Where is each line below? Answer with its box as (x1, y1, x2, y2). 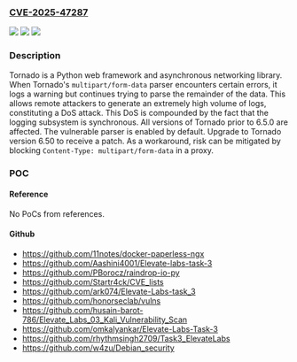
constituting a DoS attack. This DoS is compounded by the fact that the (9, 107, 269, 118)
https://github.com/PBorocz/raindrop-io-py (21, 267, 180, 278)
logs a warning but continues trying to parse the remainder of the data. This (9, 89, 286, 99)
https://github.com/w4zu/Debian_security (21, 343, 175, 353)
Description (9, 50, 61, 62)
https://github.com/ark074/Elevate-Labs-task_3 (21, 286, 197, 297)
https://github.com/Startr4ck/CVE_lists (21, 276, 164, 287)
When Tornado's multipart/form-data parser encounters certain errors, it (9, 79, 277, 89)
